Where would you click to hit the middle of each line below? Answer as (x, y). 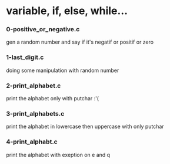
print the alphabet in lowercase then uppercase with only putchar (85, 127)
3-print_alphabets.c (35, 114)
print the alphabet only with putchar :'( (52, 99)
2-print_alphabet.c (34, 86)
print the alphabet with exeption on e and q (58, 155)
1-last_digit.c (25, 57)
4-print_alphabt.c (32, 142)
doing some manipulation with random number (63, 70)
